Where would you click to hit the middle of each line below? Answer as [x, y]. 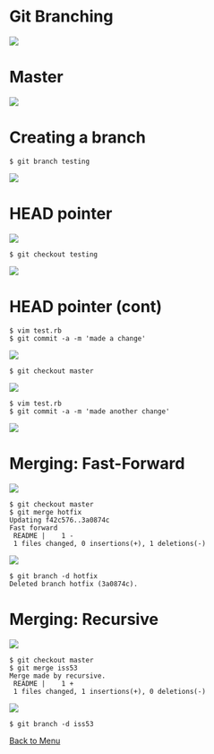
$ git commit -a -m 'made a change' [77, 338]
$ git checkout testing [54, 254]
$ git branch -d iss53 [51, 724]
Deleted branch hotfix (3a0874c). [74, 584]
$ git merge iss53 [43, 668]
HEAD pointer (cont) [86, 306]
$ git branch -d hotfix [54, 576]
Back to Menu [35, 741]
